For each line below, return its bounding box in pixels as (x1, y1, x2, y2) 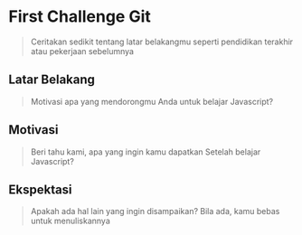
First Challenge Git (8, 6, 151, 27)
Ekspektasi (8, 182, 73, 197)
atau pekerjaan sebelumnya (30, 45, 135, 56)
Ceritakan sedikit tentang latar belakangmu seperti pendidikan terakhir (30, 36, 294, 47)
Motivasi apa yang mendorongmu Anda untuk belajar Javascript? (30, 96, 274, 107)
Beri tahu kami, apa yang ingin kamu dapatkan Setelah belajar (30, 146, 261, 157)
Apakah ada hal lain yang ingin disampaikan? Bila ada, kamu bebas (30, 206, 280, 217)
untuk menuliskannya (30, 215, 110, 227)
